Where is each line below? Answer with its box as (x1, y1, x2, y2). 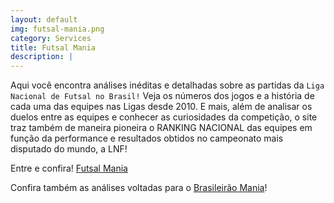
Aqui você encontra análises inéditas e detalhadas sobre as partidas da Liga (10, 79, 325, 91)
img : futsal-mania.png (10, 24, 105, 34)
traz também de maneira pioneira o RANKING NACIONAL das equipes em (10, 122, 313, 134)
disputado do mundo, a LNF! (10, 143, 128, 155)
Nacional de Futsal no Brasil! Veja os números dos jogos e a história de (10, 90, 315, 102)
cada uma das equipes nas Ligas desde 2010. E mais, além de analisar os (10, 101, 313, 113)
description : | (10, 52, 74, 62)
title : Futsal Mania (10, 42, 97, 53)
